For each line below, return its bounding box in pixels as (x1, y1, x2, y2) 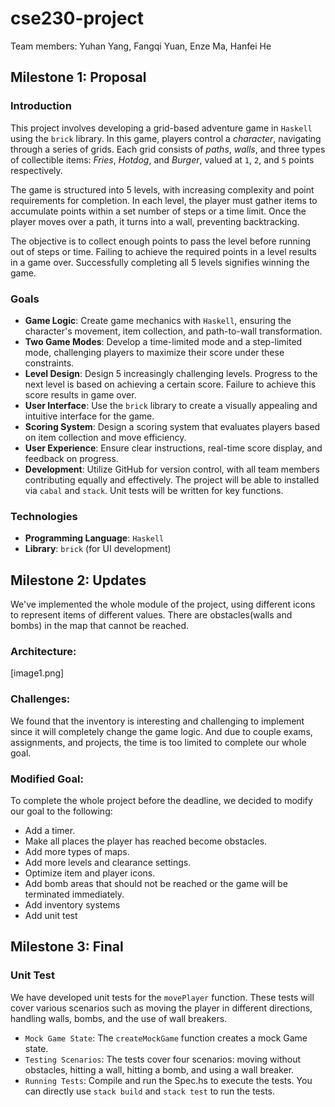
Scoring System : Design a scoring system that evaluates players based (24, 420, 321, 432)
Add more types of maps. (24, 845, 130, 857)
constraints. (24, 357, 75, 369)
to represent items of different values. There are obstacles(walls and (10, 609, 293, 621)
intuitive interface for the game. (24, 410, 155, 422)
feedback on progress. (24, 452, 119, 464)
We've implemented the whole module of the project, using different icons (10, 598, 316, 611)
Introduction (10, 99, 72, 113)
